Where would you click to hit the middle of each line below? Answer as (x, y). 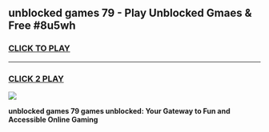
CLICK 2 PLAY (36, 78)
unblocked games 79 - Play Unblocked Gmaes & (130, 13)
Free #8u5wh (42, 26)
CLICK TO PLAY (39, 49)
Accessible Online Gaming (53, 119)
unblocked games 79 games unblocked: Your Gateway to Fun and (119, 110)
